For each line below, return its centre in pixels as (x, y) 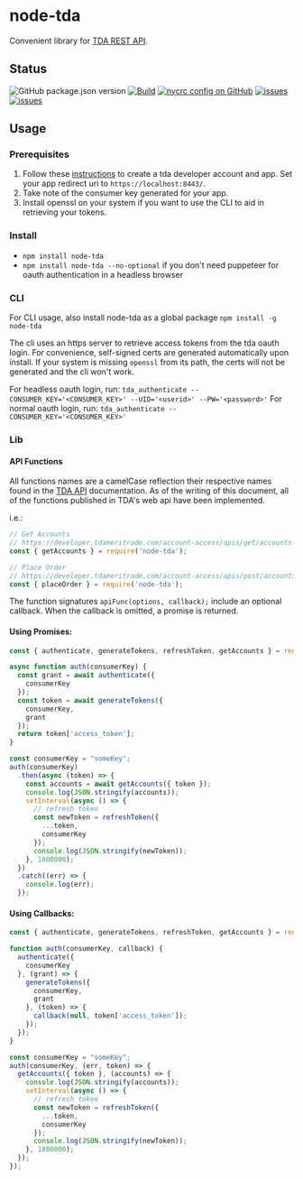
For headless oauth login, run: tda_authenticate (98, 390)
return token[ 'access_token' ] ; (76, 734)
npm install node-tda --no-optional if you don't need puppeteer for (151, 265)
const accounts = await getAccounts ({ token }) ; (119, 784)
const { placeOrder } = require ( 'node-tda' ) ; (96, 584)
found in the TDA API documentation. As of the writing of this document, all (149, 491)
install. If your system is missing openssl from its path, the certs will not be (147, 363)
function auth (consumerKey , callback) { (87, 949)
